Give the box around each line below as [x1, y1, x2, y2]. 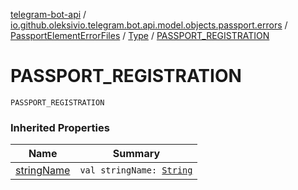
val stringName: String [79, 165, 193, 176]
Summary [112, 147, 161, 161]
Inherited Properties [10, 120, 110, 134]
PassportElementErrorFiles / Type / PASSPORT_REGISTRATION [10, 30, 270, 41]
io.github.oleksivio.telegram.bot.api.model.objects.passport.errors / [10, 19, 288, 31]
